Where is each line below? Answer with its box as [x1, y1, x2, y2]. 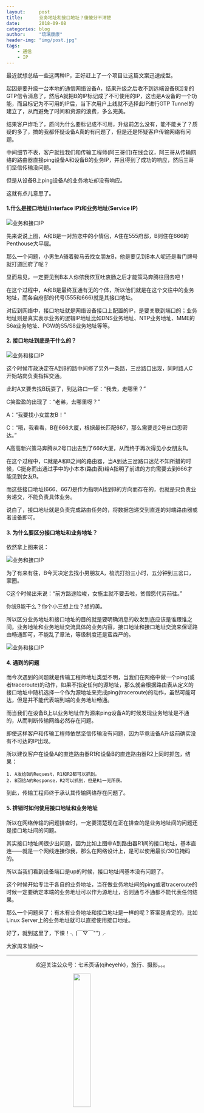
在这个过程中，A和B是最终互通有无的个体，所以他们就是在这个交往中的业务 [6, 286, 194, 293]
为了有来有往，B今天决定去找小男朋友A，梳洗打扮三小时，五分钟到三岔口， [6, 570, 194, 577]
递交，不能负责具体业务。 [11, 494, 76, 501]
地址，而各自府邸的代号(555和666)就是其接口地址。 [6, 293, 137, 301]
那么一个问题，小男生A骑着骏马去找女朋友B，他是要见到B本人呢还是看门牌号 [6, 253, 198, 260]
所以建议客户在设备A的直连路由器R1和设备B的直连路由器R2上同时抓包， [6, 750, 186, 758]
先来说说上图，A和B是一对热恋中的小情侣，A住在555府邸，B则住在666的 [6, 232, 189, 239]
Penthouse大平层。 [6, 240, 55, 247]
